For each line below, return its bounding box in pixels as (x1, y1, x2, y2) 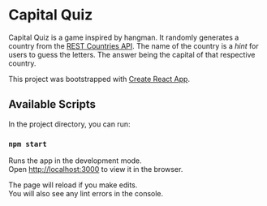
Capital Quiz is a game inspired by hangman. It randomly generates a (8, 32, 239, 42)
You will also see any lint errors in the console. (8, 189, 164, 199)
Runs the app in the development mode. (8, 156, 142, 165)
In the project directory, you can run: (8, 119, 131, 129)
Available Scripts (8, 97, 96, 111)
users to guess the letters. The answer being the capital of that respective (8, 49, 256, 59)
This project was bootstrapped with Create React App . (8, 74, 191, 84)
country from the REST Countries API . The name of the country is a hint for (8, 41, 259, 50)
